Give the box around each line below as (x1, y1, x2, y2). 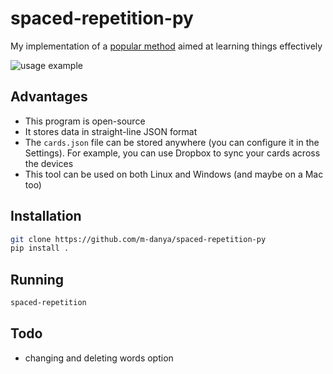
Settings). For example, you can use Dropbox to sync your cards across (24, 147, 321, 159)
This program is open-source (24, 115, 146, 127)
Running (10, 271, 65, 288)
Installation (10, 208, 82, 225)
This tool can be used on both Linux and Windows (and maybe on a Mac (24, 168, 324, 180)
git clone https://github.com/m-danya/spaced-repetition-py (10, 234, 267, 244)
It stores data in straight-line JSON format (24, 125, 198, 137)
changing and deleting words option (24, 352, 174, 364)
